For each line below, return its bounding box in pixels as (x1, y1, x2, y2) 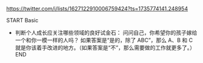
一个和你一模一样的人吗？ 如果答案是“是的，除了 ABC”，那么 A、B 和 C (15, 37, 193, 44)
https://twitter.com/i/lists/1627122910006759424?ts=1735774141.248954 (6, 5, 188, 12)
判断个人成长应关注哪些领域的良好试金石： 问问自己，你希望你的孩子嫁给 (15, 29, 198, 36)
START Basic (6, 17, 39, 23)
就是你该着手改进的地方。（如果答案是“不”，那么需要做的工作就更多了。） (15, 44, 196, 51)
